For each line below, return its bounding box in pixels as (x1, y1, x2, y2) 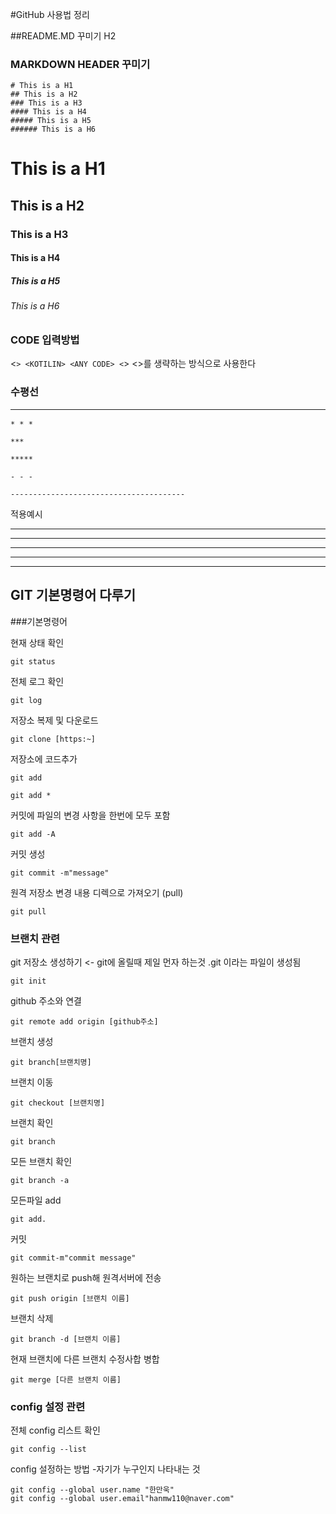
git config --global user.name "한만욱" (10, 1485, 175, 1495)
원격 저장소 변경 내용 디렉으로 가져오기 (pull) (10, 886, 184, 898)
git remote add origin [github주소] (10, 1017, 159, 1027)
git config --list (10, 1444, 87, 1455)
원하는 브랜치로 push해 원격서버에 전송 (10, 1272, 162, 1284)
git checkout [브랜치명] (10, 1098, 106, 1108)
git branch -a (10, 1176, 70, 1186)
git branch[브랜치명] (10, 1058, 92, 1068)
